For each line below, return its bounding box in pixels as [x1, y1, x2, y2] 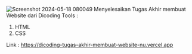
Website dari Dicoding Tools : [6, 12, 79, 19]
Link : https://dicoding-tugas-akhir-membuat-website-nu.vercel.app [6, 42, 174, 48]
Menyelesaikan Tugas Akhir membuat [94, 6, 186, 12]
